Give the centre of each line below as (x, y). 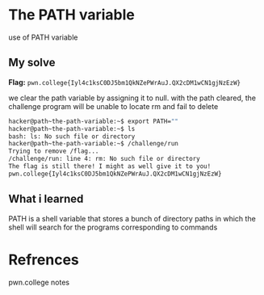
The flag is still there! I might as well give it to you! (110, 166)
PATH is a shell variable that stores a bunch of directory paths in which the (132, 218)
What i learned (46, 199)
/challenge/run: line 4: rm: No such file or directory (104, 159)
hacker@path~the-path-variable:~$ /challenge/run (94, 144)
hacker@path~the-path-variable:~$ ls (72, 129)
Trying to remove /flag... (54, 151)
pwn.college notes (39, 282)
